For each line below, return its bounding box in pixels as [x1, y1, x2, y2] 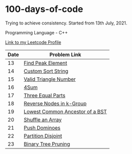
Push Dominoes [24, 124, 61, 131]
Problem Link [49, 51, 81, 58]
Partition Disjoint [24, 132, 63, 139]
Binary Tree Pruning [24, 141, 70, 148]
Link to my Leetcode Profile [5, 39, 62, 45]
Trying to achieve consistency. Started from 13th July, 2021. [5, 20, 128, 26]
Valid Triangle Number [24, 76, 76, 83]
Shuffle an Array [24, 116, 62, 123]
